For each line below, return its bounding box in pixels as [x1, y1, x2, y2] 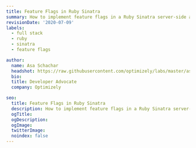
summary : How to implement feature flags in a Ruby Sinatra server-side [6, 14, 187, 20]
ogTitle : [11, 111, 33, 117]
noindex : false [11, 133, 48, 139]
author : [6, 57, 25, 63]
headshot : [11, 68, 35, 74]
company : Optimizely [11, 84, 61, 91]
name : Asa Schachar [11, 63, 59, 68]
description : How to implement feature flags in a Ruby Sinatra [11, 106, 171, 112]
